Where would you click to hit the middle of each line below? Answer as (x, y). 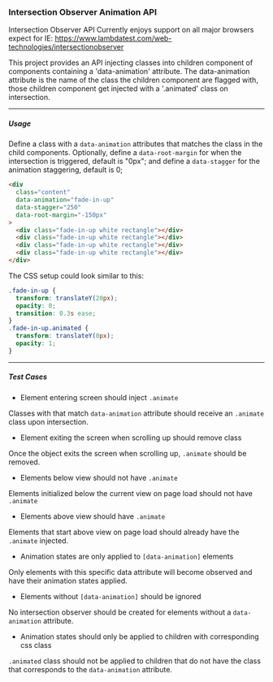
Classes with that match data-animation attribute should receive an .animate (136, 413)
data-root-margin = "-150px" (61, 215)
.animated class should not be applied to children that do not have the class (135, 661)
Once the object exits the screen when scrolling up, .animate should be (128, 453)
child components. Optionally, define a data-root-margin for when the (125, 153)
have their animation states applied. (68, 581)
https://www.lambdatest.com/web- (113, 38)
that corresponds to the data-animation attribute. (91, 669)
